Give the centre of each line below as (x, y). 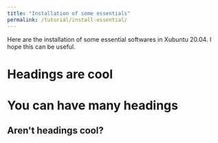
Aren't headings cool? (56, 131)
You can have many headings (93, 105)
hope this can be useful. (41, 47)
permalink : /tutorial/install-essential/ (67, 20)
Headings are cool (60, 74)
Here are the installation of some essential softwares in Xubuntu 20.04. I (109, 39)
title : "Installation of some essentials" (69, 13)
